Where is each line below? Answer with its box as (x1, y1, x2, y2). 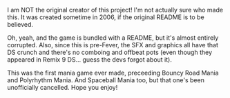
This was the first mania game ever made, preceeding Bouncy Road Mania (7, 69, 219, 77)
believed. (7, 21, 33, 28)
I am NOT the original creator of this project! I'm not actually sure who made (7, 6, 223, 14)
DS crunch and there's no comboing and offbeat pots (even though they (7, 48, 213, 56)
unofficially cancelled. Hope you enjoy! (7, 84, 118, 91)
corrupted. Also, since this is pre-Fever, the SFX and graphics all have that (7, 41, 219, 49)
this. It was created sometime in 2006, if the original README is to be (7, 13, 205, 21)
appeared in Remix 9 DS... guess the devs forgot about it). (7, 56, 173, 64)
